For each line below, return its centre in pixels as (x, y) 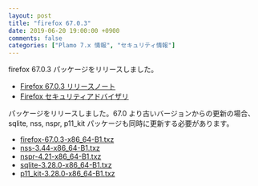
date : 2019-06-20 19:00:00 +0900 (64, 30)
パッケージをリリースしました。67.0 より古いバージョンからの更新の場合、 (131, 114)
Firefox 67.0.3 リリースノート (68, 87)
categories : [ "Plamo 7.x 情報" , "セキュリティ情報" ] (92, 46)
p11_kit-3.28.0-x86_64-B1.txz (67, 174)
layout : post (30, 16)
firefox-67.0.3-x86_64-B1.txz (67, 139)
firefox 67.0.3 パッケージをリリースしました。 (83, 70)
